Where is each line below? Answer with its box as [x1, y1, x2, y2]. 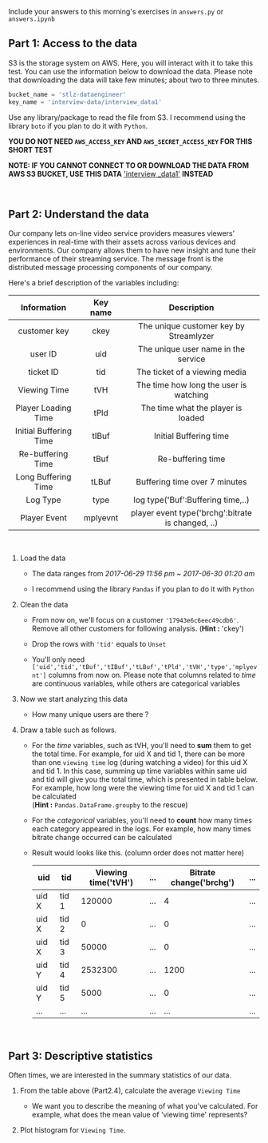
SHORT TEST [8, 145, 53, 154]
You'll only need [31, 655, 85, 664]
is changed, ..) [164, 517, 219, 528]
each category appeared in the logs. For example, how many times [31, 824, 251, 834]
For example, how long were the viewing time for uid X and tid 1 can [31, 783, 254, 793]
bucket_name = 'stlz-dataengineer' [8, 90, 127, 98]
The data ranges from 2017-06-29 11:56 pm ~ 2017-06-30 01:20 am [31, 569, 255, 579]
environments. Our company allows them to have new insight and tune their [8, 245, 257, 255]
